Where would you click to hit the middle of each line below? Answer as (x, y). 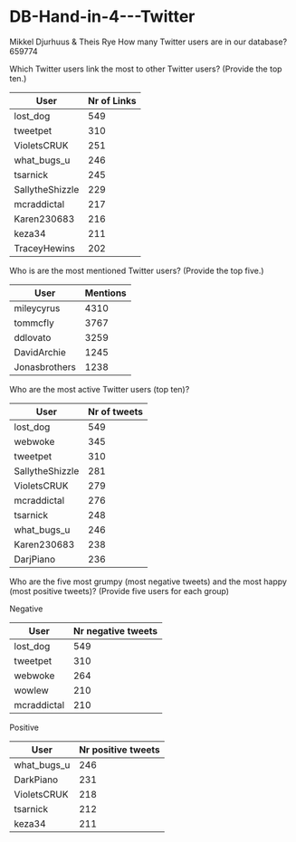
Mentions (105, 293)
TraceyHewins (44, 248)
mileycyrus (37, 307)
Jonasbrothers (45, 366)
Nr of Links (112, 100)
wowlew (32, 690)
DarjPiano (35, 559)
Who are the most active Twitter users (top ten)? (100, 389)
